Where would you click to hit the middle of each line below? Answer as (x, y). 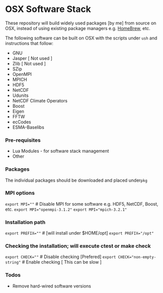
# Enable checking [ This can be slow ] (62, 262)
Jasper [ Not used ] (32, 58)
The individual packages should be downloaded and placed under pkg (77, 180)
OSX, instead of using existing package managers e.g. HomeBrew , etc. (78, 28)
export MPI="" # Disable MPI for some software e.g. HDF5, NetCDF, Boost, (82, 204)
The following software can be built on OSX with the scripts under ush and (81, 38)
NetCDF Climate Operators (40, 100)
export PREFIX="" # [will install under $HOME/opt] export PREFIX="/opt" (80, 233)
